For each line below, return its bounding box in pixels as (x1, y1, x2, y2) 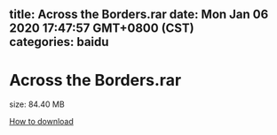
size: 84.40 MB (9, 99, 65, 109)
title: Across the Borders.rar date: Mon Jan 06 (9, 7, 269, 22)
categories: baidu (9, 34, 109, 49)
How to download (9, 116, 74, 127)
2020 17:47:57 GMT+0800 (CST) (9, 21, 194, 36)
